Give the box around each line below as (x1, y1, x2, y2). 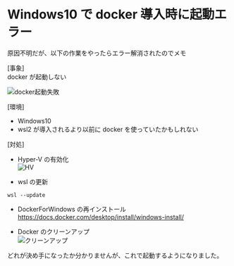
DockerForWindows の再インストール (17, 205, 127, 213)
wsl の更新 (17, 177, 48, 186)
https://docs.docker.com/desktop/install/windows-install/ (17, 212, 185, 221)
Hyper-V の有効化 (17, 155, 69, 163)
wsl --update (7, 191, 46, 198)
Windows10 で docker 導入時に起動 (7, 6, 215, 23)
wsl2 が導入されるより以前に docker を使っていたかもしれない (17, 125, 199, 133)
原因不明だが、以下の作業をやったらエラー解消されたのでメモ (7, 49, 187, 57)
